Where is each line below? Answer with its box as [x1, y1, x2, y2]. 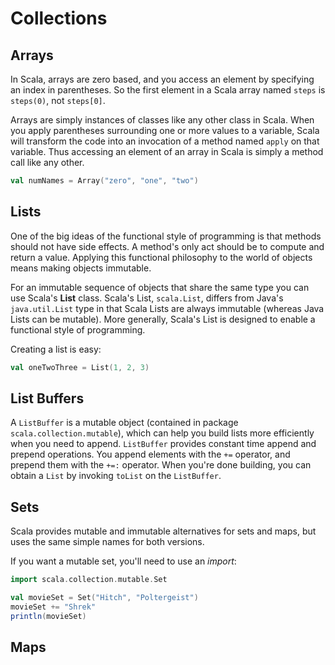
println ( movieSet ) [10, 611, 87, 621]
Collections [10, 7, 108, 30]
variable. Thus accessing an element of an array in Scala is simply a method [10, 146, 324, 157]
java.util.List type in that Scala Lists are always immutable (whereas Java [10, 302, 325, 314]
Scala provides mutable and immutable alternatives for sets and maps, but [10, 525, 317, 537]
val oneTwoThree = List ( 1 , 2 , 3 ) [10, 362, 150, 372]
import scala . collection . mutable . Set [10, 575, 168, 585]
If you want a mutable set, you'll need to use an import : [10, 555, 237, 567]
